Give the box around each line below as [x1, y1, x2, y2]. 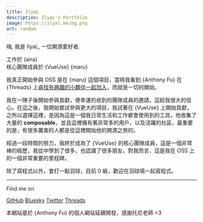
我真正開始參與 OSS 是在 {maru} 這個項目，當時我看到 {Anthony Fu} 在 [6, 76, 182, 83]
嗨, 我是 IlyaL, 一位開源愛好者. [6, 43, 80, 50]
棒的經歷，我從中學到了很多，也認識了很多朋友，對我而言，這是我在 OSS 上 [6, 147, 195, 154]
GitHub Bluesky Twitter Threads [6, 197, 86, 204]
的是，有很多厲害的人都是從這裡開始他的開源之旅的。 [6, 127, 139, 134]
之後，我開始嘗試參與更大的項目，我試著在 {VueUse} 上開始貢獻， [27, 104, 192, 112]
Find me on [6, 185, 34, 192]
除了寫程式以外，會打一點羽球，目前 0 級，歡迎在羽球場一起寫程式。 [6, 167, 177, 175]
